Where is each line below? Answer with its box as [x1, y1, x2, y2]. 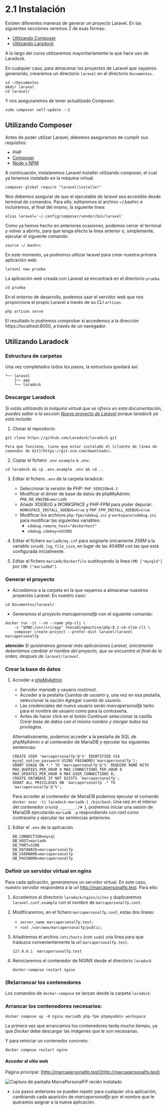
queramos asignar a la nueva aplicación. [12, 1099, 96, 1105]
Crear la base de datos [5, 665, 61, 672]
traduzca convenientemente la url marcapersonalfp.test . [12, 939, 129, 945]
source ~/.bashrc [5, 243, 41, 248]
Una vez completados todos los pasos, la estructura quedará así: [5, 364, 139, 370]
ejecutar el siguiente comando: [5, 233, 69, 239]
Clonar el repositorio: [12, 426, 56, 432]
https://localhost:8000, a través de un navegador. [5, 323, 107, 329]
